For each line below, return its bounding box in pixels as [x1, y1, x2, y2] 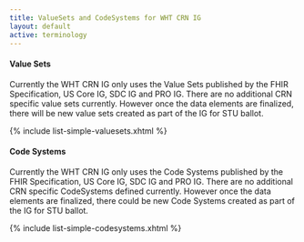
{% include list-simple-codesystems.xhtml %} [9, 222, 182, 233]
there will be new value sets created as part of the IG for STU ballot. [9, 107, 264, 118]
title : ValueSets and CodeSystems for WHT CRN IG [9, 13, 202, 23]
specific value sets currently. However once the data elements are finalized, [9, 97, 294, 109]
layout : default [9, 22, 71, 31]
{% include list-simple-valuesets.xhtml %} [9, 125, 167, 136]
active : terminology [9, 30, 88, 39]
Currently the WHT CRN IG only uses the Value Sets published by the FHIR [9, 78, 289, 89]
